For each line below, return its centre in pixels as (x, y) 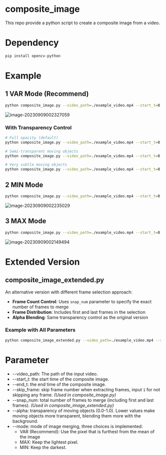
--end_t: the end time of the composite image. (59, 384)
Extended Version (42, 262)
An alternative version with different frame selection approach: (69, 292)
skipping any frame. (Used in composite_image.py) (64, 395)
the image (30, 437)
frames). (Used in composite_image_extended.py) (63, 405)
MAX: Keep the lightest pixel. (49, 442)
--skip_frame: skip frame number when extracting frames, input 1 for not (86, 389)
